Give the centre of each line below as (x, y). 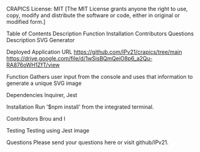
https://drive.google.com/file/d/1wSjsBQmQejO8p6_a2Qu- (80, 58)
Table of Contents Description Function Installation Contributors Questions (100, 34)
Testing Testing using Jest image (48, 130)
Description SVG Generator (41, 40)
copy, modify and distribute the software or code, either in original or (93, 15)
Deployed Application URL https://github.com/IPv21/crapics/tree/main (94, 52)
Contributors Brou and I (36, 119)
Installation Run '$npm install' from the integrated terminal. (80, 107)
